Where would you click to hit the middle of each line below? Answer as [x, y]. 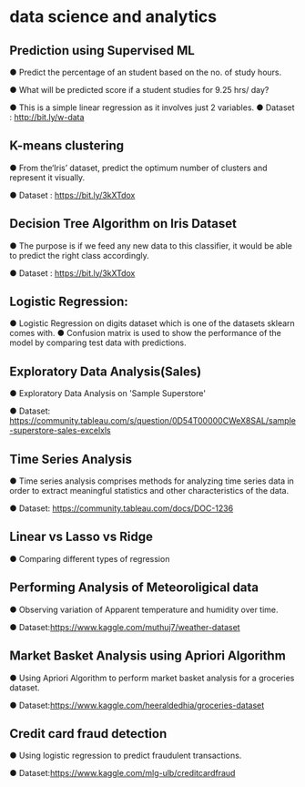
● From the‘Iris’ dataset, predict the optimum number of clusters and [138, 168]
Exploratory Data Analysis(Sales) [106, 371]
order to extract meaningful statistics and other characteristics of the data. [149, 491]
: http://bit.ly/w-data [47, 117]
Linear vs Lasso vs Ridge [81, 537]
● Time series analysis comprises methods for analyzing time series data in [152, 481]
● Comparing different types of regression [90, 558]
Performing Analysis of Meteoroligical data [134, 588]
